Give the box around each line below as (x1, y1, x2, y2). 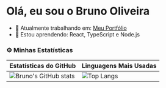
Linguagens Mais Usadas (81, 62, 157, 70)
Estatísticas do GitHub (9, 62, 76, 70)
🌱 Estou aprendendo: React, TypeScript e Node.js (15, 30, 140, 38)
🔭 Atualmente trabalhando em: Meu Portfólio (15, 24, 127, 32)
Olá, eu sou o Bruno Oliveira (6, 4, 150, 18)
